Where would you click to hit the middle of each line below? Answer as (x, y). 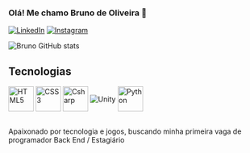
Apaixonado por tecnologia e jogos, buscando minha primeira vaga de (125, 131)
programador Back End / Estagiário (67, 140)
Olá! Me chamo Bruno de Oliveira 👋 (78, 13)
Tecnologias (40, 71)
